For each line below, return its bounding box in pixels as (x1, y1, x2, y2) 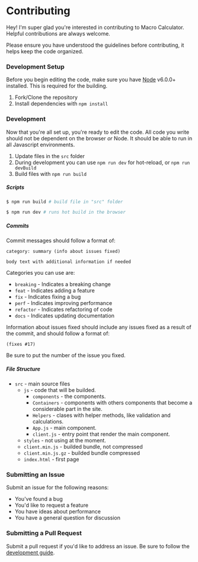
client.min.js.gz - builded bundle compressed (23, 449, 140, 457)
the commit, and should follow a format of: (6, 330, 110, 337)
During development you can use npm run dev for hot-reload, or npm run (14, 159, 190, 166)
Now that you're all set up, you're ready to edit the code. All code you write (6, 129, 190, 136)
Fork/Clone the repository (14, 94, 78, 101)
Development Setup (6, 62, 65, 70)
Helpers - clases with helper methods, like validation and (32, 412, 171, 419)
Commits (6, 222, 30, 229)
